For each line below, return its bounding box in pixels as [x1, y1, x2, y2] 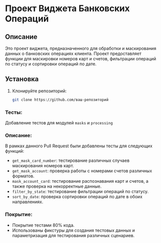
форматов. [12, 173, 35, 179]
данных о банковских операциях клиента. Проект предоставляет [5, 51, 141, 56]
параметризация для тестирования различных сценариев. [12, 232, 135, 238]
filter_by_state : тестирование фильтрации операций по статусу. [12, 189, 149, 194]
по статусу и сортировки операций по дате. [5, 61, 97, 67]
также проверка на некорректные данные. [12, 183, 101, 190]
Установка [5, 75, 39, 83]
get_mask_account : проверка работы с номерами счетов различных [12, 168, 152, 174]
